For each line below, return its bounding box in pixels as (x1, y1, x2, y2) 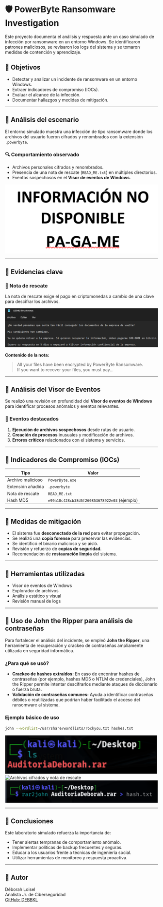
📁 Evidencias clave (5, 267, 63, 276)
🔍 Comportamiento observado (5, 151, 80, 158)
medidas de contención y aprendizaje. (5, 49, 81, 55)
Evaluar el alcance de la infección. (12, 92, 81, 97)
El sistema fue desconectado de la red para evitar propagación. (12, 530, 140, 536)
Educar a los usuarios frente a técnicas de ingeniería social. (12, 850, 132, 855)
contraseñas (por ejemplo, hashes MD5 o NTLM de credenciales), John (12, 676, 155, 682)
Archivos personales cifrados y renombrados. (12, 164, 104, 170)
